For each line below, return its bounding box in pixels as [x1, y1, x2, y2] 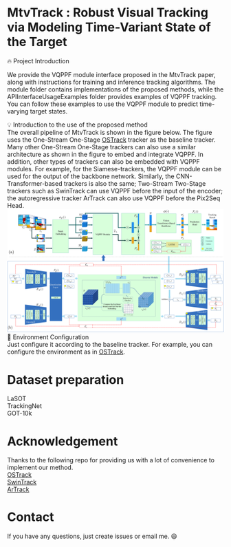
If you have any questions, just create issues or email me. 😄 [7, 532, 177, 541]
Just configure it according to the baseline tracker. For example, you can [7, 341, 213, 349]
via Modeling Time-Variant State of [7, 19, 211, 35]
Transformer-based [7, 179, 63, 187]
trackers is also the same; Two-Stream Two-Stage [63, 179, 206, 187]
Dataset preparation [7, 372, 124, 387]
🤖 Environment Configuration [7, 333, 89, 341]
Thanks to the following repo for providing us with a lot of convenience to [7, 456, 215, 464]
